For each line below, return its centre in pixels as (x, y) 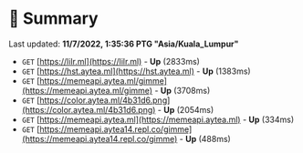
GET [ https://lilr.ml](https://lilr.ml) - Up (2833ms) (110, 61)
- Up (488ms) (205, 138)
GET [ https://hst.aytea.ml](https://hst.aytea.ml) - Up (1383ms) (136, 71)
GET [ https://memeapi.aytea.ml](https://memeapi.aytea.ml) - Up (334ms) (157, 119)
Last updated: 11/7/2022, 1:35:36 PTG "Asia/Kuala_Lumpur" (124, 44)
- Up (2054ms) (186, 109)
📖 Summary (53, 19)
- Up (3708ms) (182, 90)
